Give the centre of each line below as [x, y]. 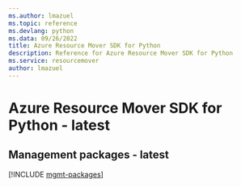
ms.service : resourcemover [54, 61]
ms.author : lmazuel [41, 16]
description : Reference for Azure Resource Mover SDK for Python [120, 53]
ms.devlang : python [41, 31]
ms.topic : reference [43, 23]
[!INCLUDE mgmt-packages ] [56, 174]
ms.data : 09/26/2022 [43, 38]
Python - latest [59, 125]
